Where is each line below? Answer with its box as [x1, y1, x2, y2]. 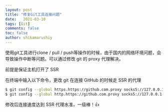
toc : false [5, 30, 28, 35]
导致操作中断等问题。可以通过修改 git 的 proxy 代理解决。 [5, 55, 123, 61]
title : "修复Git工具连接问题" [5, 12, 62, 17]
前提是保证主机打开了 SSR [5, 66, 59, 72]
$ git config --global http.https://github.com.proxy [5, 91, 120, 96]
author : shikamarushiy [5, 35, 52, 40]
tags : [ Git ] [5, 21, 30, 26]
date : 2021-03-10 [5, 16, 46, 21]
